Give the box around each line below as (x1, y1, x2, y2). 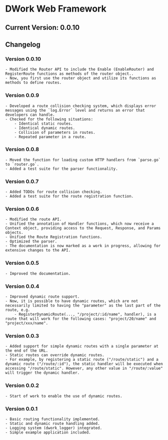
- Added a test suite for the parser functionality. (5, 166, 118, 171)
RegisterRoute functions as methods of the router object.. (5, 71, 134, 76)
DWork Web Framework (5, 3, 107, 15)
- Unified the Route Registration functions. (5, 234, 102, 240)
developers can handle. (5, 112, 55, 117)
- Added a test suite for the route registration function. (5, 194, 134, 199)
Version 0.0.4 (5, 282, 39, 289)
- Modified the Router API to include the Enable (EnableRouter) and (5, 67, 154, 72)
